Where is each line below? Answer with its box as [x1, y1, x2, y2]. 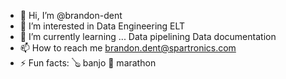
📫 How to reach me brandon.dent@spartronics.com [19, 42, 237, 54]
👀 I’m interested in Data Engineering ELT [19, 20, 186, 32]
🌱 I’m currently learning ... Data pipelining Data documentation [19, 31, 277, 42]
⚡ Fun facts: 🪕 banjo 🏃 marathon [19, 57, 157, 69]
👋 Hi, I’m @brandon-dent [19, 10, 123, 21]
